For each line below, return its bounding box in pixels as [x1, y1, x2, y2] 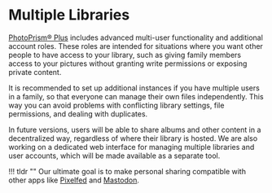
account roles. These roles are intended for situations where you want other [8, 41, 263, 50]
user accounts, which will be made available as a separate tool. [8, 151, 221, 160]
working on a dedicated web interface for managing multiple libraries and [8, 142, 255, 151]
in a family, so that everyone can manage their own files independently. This [8, 91, 264, 101]
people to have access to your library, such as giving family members [8, 50, 242, 59]
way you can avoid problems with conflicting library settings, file [8, 100, 225, 110]
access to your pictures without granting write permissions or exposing [8, 59, 248, 68]
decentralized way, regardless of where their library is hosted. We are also [8, 133, 258, 143]
